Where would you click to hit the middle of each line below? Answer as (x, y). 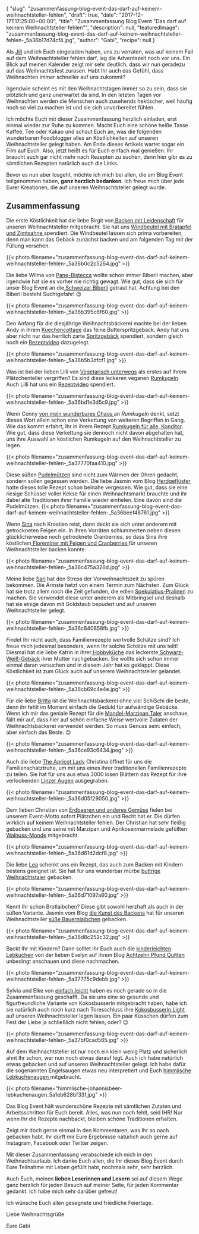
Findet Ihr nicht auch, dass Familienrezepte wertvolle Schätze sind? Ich (93, 639)
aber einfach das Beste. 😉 (39, 732)
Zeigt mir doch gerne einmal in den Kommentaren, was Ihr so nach (88, 1130)
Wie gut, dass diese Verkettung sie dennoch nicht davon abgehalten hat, (95, 432)
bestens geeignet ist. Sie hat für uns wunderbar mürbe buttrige (83, 871)
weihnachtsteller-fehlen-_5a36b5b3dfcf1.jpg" (62, 360)
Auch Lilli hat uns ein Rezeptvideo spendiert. (61, 384)
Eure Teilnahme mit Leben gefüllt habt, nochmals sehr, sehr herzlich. (90, 1167)
